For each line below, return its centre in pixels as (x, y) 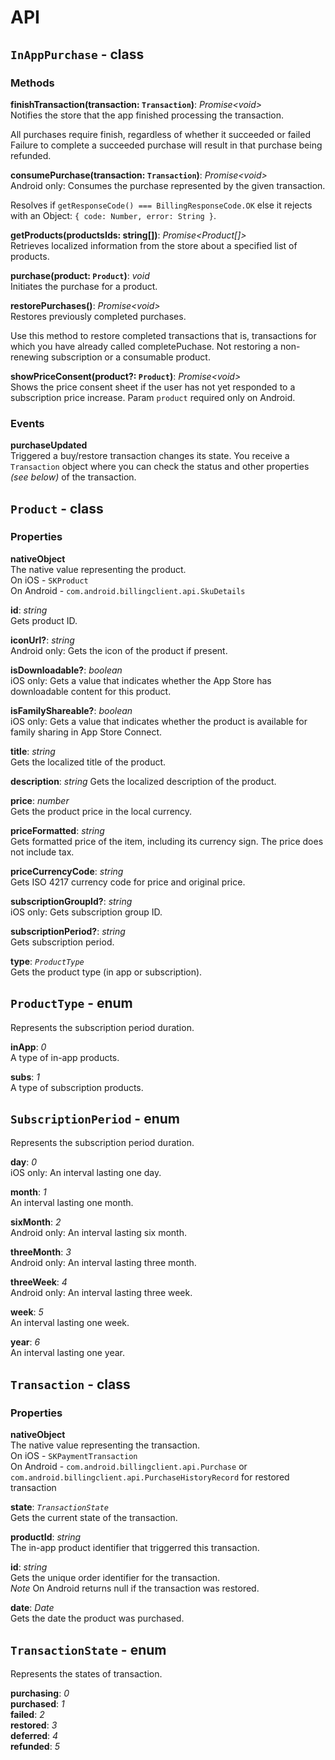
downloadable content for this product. (91, 691)
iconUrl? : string (42, 640)
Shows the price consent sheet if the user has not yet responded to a (153, 387)
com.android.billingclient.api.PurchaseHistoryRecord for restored (150, 1477)
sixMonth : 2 (36, 1222)
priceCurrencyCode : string (67, 871)
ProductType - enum (71, 1003)
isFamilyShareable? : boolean (71, 710)
